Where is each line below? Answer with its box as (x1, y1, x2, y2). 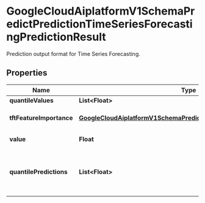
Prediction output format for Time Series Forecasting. (6, 50, 140, 57)
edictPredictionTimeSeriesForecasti (6, 17, 193, 31)
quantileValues (9, 96, 54, 105)
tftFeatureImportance (9, 114, 73, 122)
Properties (6, 68, 48, 78)
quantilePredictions (9, 167, 68, 176)
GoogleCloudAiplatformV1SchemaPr (6, 4, 195, 18)
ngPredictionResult (6, 30, 106, 44)
